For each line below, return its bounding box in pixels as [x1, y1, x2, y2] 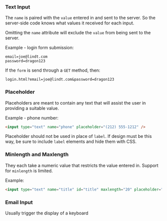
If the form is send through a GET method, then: [5, 67, 100, 73]
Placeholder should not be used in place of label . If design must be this [5, 133, 152, 139]
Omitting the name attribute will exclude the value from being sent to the [5, 30, 151, 36]
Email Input [5, 199, 33, 206]
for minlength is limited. [5, 168, 53, 174]
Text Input [5, 3, 30, 10]
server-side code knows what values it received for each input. [5, 20, 135, 26]
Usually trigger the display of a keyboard [5, 210, 88, 216]
